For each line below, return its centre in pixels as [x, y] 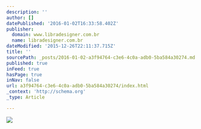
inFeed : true [23, 69]
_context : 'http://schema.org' [46, 92]
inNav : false [23, 80]
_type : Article [26, 97]
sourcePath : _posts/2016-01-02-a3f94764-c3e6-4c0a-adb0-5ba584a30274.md [101, 57]
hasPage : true [24, 75]
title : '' [19, 52]
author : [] [20, 18]
